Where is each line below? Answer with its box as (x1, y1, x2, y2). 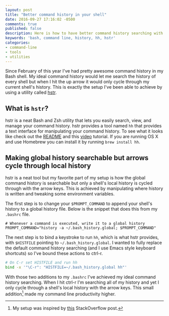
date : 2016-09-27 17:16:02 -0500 (5, 17, 75, 22)
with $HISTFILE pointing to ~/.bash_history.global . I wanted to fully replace (5, 240, 162, 245)
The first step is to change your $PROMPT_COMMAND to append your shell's (5, 201, 152, 207)
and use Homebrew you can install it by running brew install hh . (5, 139, 140, 145)
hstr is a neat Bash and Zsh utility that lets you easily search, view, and (5, 117, 152, 123)
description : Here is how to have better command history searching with (5, 31, 163, 36)
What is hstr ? (5, 104, 49, 112)
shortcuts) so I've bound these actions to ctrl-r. (5, 250, 103, 256)
